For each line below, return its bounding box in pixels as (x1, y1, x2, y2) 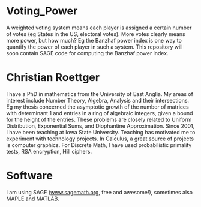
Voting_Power (6, 4, 78, 18)
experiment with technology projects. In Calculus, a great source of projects (6, 135, 194, 142)
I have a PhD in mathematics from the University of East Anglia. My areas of (6, 90, 194, 97)
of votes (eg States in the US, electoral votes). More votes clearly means (6, 30, 185, 37)
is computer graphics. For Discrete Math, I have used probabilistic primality (6, 141, 192, 148)
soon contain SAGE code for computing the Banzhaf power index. (6, 49, 169, 56)
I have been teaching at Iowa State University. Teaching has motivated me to (6, 128, 196, 136)
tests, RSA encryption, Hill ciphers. (6, 148, 92, 155)
